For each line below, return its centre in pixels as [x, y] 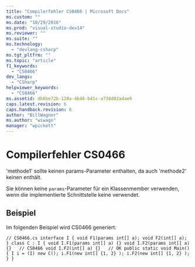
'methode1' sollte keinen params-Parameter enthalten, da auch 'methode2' [96, 171]
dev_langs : [19, 77]
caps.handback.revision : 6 [39, 109]
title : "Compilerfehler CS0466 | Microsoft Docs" [68, 11]
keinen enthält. [24, 177]
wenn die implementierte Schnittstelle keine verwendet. [73, 194]
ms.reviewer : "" [26, 33]
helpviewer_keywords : [32, 88]
